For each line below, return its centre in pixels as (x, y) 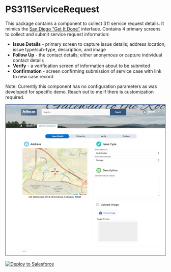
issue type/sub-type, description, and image (59, 49)
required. (15, 97)
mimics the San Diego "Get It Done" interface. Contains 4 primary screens (83, 28)
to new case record (33, 76)
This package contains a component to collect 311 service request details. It (85, 23)
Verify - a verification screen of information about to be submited (81, 66)
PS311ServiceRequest (52, 9)
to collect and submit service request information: (58, 34)
